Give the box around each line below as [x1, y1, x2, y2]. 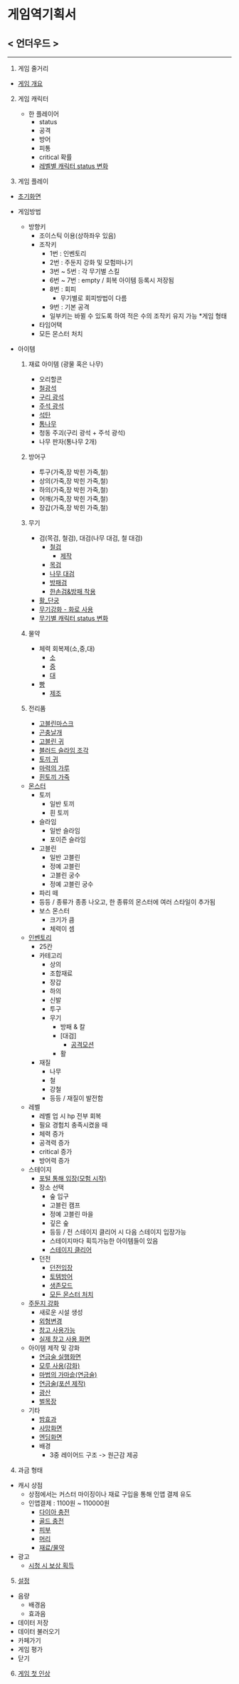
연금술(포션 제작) [38, 1379, 86, 1388]
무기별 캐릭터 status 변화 [38, 614, 109, 622]
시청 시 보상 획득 [28, 1561, 75, 1570]
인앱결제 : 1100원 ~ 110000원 [28, 1499, 110, 1507]
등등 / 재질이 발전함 [49, 1094, 104, 1102]
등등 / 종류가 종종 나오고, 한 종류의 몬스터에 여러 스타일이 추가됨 [38, 898, 216, 906]
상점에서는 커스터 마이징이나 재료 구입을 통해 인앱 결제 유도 [28, 1490, 192, 1498]
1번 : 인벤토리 [49, 249, 87, 258]
